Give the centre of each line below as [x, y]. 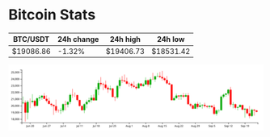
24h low [171, 39]
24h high [125, 39]
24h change [78, 39]
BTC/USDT [32, 39]
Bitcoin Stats [52, 15]
